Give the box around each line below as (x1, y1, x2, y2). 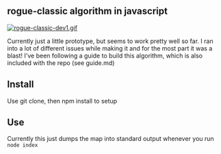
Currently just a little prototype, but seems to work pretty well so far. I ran (7, 37, 213, 45)
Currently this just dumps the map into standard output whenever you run (7, 135, 214, 143)
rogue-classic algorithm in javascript (7, 5, 168, 17)
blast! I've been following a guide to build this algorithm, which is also (7, 51, 203, 60)
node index (7, 142, 38, 149)
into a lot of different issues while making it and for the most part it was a (7, 44, 213, 52)
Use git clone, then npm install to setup (7, 97, 118, 105)
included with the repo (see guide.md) (7, 58, 115, 67)
